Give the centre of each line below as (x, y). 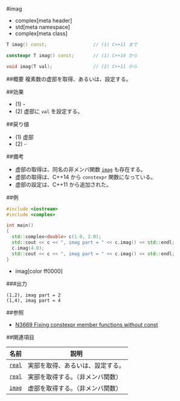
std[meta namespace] (42, 27)
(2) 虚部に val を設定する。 (49, 111)
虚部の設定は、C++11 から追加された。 (63, 184)
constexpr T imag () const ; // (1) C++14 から (72, 55)
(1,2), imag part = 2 (34, 295)
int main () (20, 225)
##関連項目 (20, 337)
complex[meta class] (41, 33)
